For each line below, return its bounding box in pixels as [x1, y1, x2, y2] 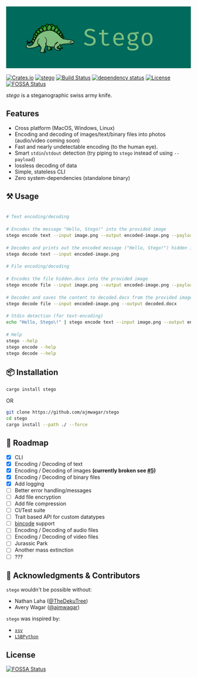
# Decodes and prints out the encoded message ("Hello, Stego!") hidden [6, 245, 188, 251]
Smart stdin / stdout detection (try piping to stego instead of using [14, 149, 173, 156]
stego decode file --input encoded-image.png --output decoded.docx [6, 300, 177, 306]
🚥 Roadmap [6, 438, 49, 448]
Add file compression [14, 500, 66, 507]
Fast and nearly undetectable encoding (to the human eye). [14, 143, 158, 150]
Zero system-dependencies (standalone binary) [14, 174, 131, 181]
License [6, 650, 36, 660]
